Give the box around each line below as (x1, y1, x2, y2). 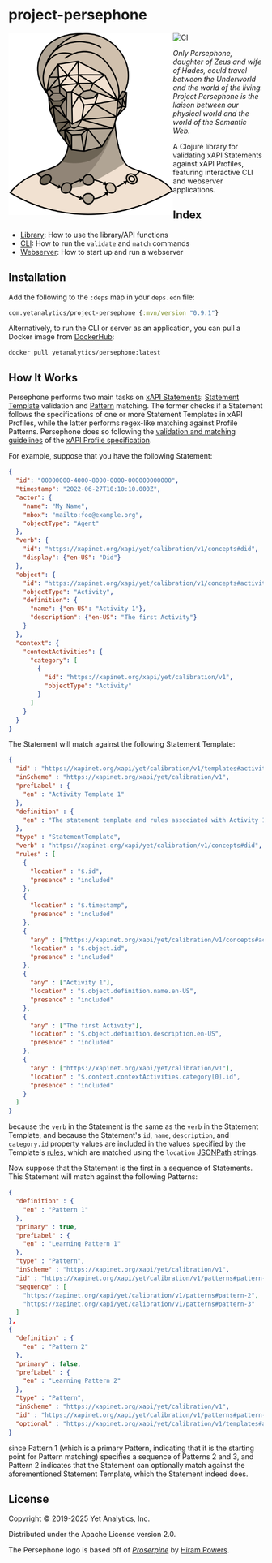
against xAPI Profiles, (172, 158, 244, 168)
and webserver (172, 176, 223, 186)
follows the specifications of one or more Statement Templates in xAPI (8, 410, 243, 420)
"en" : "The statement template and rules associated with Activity (23, 816, 259, 825)
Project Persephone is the (172, 91, 259, 101)
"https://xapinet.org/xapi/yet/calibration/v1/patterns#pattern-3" (23, 1300, 255, 1308)
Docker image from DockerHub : (8, 332, 115, 342)
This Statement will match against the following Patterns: (8, 1172, 198, 1182)
